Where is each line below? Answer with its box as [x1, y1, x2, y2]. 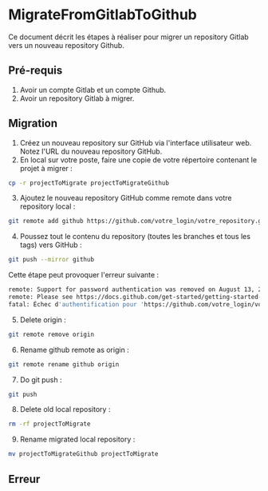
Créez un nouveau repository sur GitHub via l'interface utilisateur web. [19, 138, 252, 147]
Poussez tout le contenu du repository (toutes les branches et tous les [19, 232, 251, 242]
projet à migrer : [19, 163, 73, 173]
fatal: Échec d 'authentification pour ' [8, 300, 145, 309]
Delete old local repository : [19, 405, 111, 414]
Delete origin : [19, 314, 66, 325]
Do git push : [19, 374, 62, 385]
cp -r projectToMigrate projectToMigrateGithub [8, 178, 170, 187]
